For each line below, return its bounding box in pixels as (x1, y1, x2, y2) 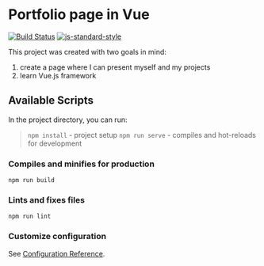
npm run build (8, 177, 55, 184)
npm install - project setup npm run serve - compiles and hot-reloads (27, 130, 256, 139)
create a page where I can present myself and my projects (19, 62, 211, 72)
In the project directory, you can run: (8, 115, 128, 124)
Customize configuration (8, 231, 107, 242)
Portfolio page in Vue (8, 6, 150, 24)
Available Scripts (8, 93, 94, 108)
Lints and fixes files (8, 194, 86, 205)
